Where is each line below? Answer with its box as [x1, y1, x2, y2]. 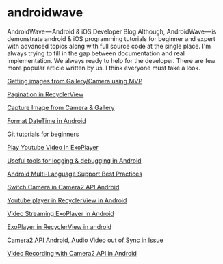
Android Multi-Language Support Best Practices [7, 170, 142, 178]
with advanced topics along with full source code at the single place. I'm [7, 42, 211, 50]
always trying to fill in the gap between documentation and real [7, 49, 185, 57]
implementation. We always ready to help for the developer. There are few [7, 56, 216, 64]
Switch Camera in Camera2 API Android [7, 183, 120, 191]
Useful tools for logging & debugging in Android [7, 156, 142, 165]
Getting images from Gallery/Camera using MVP [7, 77, 142, 85]
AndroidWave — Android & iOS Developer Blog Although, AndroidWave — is [7, 27, 217, 36]
